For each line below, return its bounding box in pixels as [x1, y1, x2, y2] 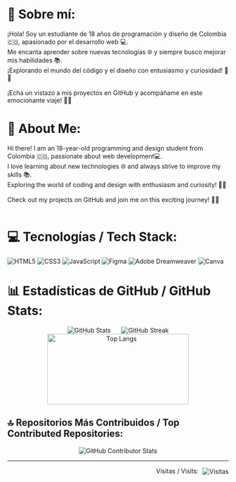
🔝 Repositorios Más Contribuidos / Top [7, 417, 180, 429]
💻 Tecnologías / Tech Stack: [7, 229, 178, 245]
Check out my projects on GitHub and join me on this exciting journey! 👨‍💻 [7, 195, 220, 203]
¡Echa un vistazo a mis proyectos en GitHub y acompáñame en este [7, 88, 203, 97]
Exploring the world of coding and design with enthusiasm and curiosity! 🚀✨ [7, 180, 227, 189]
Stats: [7, 303, 44, 319]
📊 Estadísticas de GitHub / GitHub [7, 283, 211, 298]
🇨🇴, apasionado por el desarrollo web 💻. [7, 37, 129, 46]
